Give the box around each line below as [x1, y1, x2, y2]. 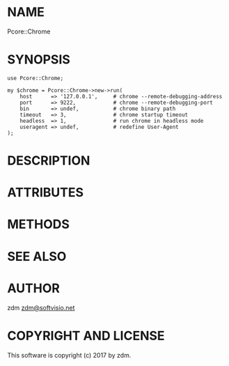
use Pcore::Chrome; [7, 75, 64, 82]
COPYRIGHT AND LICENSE [7, 328, 165, 344]
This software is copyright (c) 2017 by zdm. [7, 351, 132, 359]
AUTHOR [7, 280, 61, 296]
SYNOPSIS [7, 52, 71, 68]
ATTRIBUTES [7, 185, 84, 201]
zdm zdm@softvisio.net [7, 303, 75, 312]
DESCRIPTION [7, 153, 90, 169]
